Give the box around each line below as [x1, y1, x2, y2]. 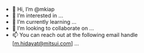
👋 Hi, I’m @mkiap [11, 6, 55, 13]
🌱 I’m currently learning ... [11, 18, 77, 25]
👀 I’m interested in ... [11, 12, 64, 19]
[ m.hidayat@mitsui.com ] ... [11, 40, 79, 47]
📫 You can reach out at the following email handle [11, 32, 138, 38]
